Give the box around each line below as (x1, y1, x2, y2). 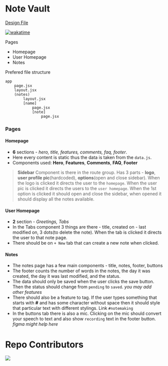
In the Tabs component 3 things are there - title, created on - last (12, 224, 146, 230)
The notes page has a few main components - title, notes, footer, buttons (12, 263, 163, 269)
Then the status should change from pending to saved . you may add (12, 284, 151, 290)
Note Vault (5, 3, 50, 15)
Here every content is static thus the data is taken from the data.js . (12, 154, 152, 160)
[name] (23, 101, 37, 106)
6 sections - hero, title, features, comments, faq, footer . (12, 149, 127, 155)
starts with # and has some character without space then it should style (12, 300, 160, 306)
